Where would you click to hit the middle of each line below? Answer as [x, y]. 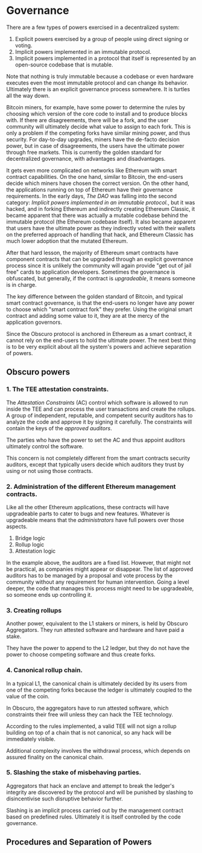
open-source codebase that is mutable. [64, 65]
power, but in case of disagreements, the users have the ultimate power [95, 146]
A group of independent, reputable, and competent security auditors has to [99, 415]
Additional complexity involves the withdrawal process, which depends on [98, 750]
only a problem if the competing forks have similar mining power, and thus [98, 133]
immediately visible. [31, 739]
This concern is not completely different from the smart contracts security [98, 458]
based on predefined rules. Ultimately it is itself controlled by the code [93, 817]
